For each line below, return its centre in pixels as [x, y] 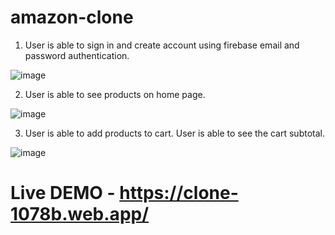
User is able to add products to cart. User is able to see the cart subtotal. [174, 133]
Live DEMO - [63, 193]
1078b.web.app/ [80, 214]
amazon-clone [72, 17]
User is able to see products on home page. [115, 94]
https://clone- [179, 193]
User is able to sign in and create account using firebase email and [162, 45]
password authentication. [77, 55]
